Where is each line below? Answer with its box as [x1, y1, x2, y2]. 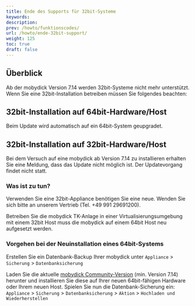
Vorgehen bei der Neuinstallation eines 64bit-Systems [6, 240, 164, 248]
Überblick [6, 68, 43, 78]
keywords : [6, 14, 30, 20]
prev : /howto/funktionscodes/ [6, 25, 80, 31]
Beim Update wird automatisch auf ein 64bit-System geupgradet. [6, 122, 163, 129]
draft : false [6, 47, 38, 53]
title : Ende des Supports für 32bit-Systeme [6, 8, 116, 15]
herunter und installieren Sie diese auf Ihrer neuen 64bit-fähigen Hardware [6, 277, 186, 284]
